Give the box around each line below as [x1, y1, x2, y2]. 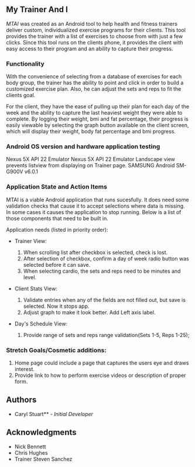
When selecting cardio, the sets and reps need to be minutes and [23, 267, 181, 274]
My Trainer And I [6, 5, 69, 15]
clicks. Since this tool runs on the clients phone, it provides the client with [6, 39, 183, 46]
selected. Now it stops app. [23, 303, 90, 310]
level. [23, 273, 37, 280]
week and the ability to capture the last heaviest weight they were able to [6, 109, 183, 116]
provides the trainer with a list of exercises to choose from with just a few [6, 32, 183, 40]
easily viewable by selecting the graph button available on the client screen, [6, 122, 189, 129]
